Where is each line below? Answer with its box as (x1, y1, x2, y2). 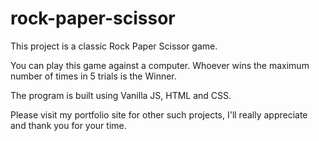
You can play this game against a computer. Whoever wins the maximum (10, 59, 310, 71)
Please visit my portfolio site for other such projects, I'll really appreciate (10, 108, 308, 121)
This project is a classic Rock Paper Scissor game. (10, 40, 218, 52)
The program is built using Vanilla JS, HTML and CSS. (10, 89, 232, 101)
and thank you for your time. (10, 119, 127, 131)
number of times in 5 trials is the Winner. (10, 70, 177, 82)
